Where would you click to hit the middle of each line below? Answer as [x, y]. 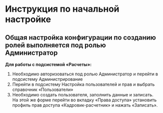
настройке [28, 19]
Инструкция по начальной [62, 9]
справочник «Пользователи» [43, 90]
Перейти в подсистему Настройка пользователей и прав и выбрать [83, 84]
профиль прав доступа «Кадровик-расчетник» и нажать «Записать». [85, 105]
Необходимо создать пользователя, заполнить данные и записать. [83, 95]
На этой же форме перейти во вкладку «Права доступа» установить [84, 100]
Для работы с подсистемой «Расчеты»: [48, 64]
